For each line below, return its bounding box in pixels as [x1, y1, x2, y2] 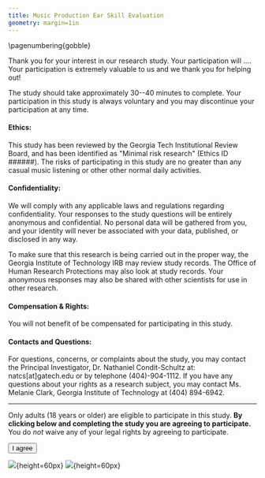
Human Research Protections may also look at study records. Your [8, 266, 224, 276]
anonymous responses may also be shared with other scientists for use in [8, 274, 248, 284]
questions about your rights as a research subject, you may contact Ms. [8, 379, 241, 389]
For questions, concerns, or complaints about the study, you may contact [8, 354, 246, 364]
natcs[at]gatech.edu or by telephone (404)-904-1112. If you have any [8, 372, 233, 381]
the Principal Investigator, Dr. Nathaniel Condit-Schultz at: [8, 363, 196, 372]
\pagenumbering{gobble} [8, 40, 91, 50]
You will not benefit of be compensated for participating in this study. [8, 319, 233, 328]
